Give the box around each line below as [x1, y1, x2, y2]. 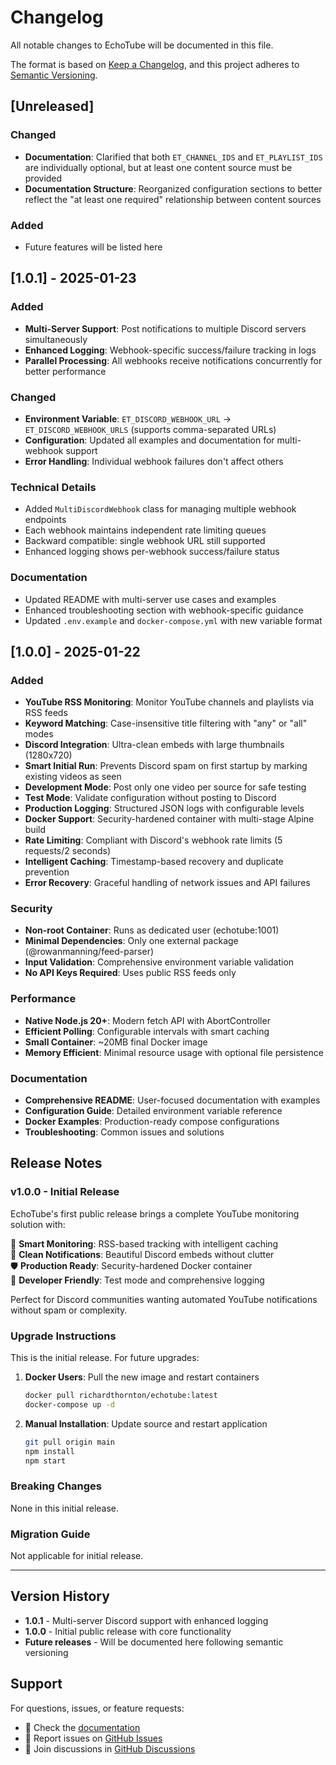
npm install [24, 1446, 75, 1456]
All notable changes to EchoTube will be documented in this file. [10, 39, 274, 51]
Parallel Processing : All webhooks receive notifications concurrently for [24, 354, 323, 366]
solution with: [10, 1218, 66, 1230]
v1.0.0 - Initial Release [10, 1185, 120, 1199]
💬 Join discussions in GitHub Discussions [24, 1742, 196, 1755]
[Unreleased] [10, 98, 95, 115]
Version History [10, 1588, 110, 1605]
